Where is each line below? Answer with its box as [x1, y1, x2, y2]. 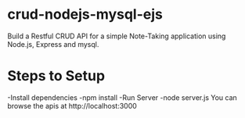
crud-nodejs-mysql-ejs [7, 5, 164, 23]
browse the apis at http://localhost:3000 [7, 101, 138, 110]
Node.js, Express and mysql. [7, 39, 99, 48]
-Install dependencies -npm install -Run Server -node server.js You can [7, 92, 238, 102]
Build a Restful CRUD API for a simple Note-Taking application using [7, 31, 226, 41]
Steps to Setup [7, 67, 106, 85]
